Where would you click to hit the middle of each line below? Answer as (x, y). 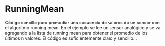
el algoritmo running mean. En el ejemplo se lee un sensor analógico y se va (83, 27)
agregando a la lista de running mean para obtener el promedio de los (76, 33)
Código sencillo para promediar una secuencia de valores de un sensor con (82, 23)
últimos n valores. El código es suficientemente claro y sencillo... (71, 38)
